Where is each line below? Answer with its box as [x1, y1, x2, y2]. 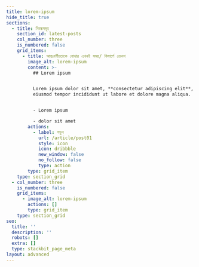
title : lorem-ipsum [6, 8, 55, 15]
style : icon [38, 140, 68, 146]
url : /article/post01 [38, 135, 93, 141]
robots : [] [11, 235, 39, 241]
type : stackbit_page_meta [11, 246, 76, 252]
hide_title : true [6, 14, 50, 20]
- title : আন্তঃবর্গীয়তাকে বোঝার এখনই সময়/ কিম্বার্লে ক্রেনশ [22, 53, 126, 59]
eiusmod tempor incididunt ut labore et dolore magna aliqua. [32, 91, 191, 97]
